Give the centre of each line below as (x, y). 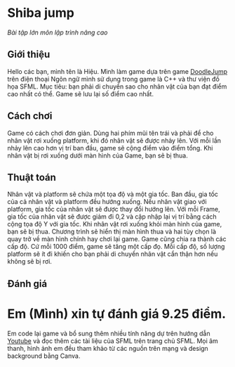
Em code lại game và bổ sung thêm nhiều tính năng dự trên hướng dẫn (109, 333)
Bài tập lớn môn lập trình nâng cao (58, 32)
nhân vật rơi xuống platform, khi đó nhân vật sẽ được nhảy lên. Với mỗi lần (114, 140)
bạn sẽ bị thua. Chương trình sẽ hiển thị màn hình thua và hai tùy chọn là (112, 232)
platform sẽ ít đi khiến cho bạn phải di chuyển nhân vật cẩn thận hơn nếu (113, 254)
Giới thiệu (29, 54)
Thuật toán (32, 177)
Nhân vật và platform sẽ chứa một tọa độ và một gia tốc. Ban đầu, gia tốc (113, 194)
